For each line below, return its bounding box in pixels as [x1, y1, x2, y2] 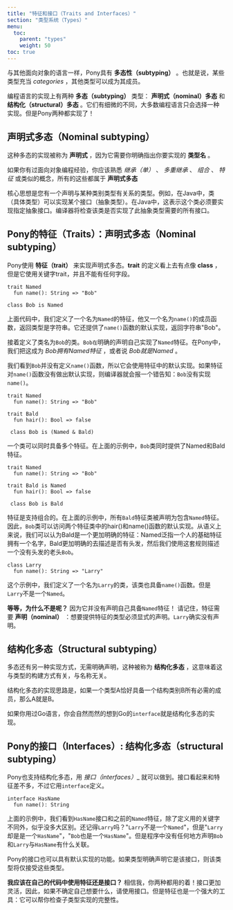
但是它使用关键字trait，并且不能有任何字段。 [7, 269, 133, 278]
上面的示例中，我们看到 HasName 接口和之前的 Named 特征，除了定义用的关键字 [7, 815, 220, 823]
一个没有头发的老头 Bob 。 [7, 547, 77, 556]
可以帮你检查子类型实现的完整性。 [25, 895, 122, 904]
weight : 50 [19, 42, 51, 49]
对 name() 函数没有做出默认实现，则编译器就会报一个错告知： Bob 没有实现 [7, 370, 211, 378]
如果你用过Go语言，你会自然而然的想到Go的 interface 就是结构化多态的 [7, 710, 209, 718]
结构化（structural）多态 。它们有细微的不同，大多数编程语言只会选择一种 [7, 100, 220, 108]
